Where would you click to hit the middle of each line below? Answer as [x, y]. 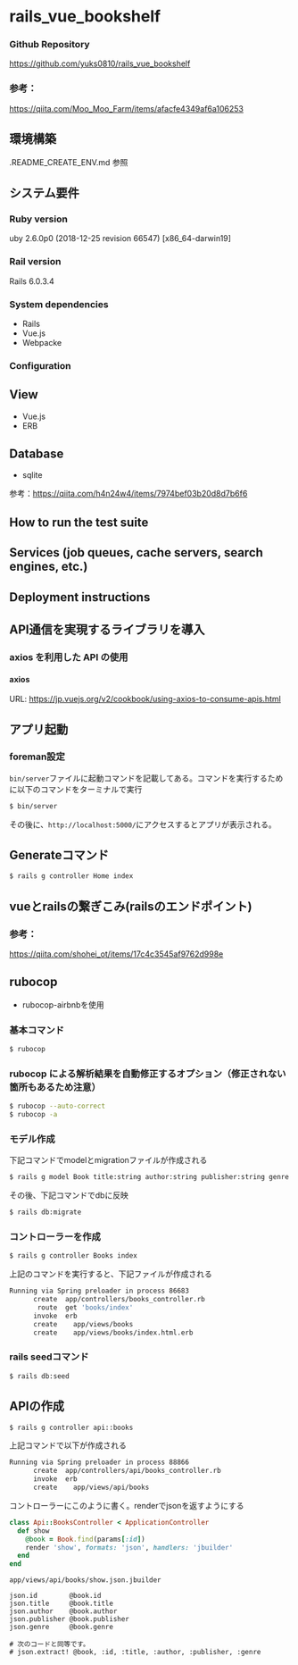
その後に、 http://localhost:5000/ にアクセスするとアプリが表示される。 [143, 824]
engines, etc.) [49, 567]
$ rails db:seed [39, 1376]
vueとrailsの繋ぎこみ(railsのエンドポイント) [131, 906]
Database [37, 454]
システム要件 [45, 192]
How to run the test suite [79, 522]
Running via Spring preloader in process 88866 [99, 1462]
